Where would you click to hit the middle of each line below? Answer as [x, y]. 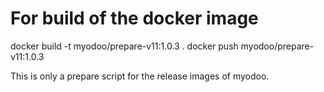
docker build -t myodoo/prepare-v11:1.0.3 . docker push [124, 46]
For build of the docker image [134, 18]
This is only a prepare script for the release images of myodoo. [140, 76]
